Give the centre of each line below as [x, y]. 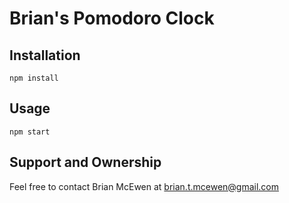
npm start [30, 132]
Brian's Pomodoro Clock [112, 18]
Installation [45, 55]
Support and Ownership [85, 162]
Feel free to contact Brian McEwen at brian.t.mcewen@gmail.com [144, 186]
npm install [34, 78]
